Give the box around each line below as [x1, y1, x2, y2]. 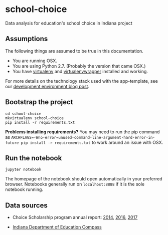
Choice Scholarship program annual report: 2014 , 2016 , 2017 [12, 214, 138, 220]
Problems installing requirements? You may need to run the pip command [5, 129, 160, 135]
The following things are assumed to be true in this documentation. [5, 48, 144, 54]
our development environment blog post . [5, 83, 89, 89]
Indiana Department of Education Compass [12, 224, 102, 230]
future [5, 140, 19, 145]
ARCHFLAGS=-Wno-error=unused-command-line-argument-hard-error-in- [11, 135, 155, 140]
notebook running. [5, 186, 44, 192]
